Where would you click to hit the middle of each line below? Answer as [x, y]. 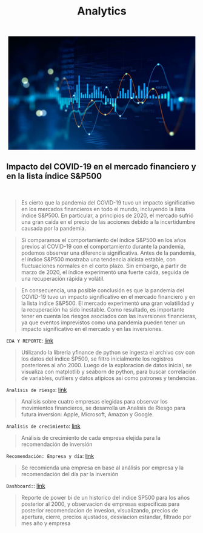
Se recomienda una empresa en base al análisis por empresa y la [102, 468]
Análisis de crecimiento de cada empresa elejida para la [91, 437]
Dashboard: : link [26, 486]
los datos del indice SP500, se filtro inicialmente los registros [97, 359]
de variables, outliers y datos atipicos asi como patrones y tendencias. [109, 378]
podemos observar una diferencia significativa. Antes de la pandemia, [108, 253]
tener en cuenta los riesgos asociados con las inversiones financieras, [109, 316]
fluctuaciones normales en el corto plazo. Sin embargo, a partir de [104, 266]
